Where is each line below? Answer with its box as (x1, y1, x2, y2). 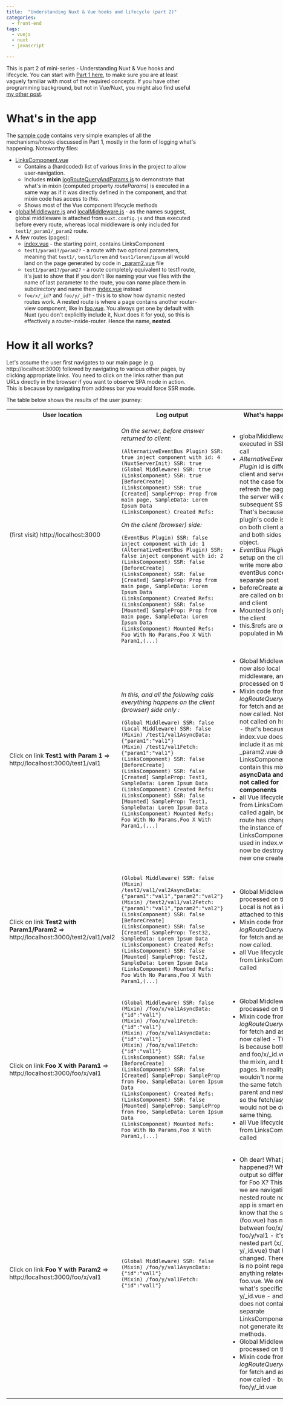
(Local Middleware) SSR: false (120, 725, 212, 733)
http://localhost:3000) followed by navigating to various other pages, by (6, 365, 186, 372)
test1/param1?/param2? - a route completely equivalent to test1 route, (24, 266, 196, 273)
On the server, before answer (120, 426, 204, 435)
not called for (239, 777, 279, 786)
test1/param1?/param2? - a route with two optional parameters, (24, 246, 180, 253)
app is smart (239, 1201, 275, 1209)
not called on (239, 717, 277, 725)
